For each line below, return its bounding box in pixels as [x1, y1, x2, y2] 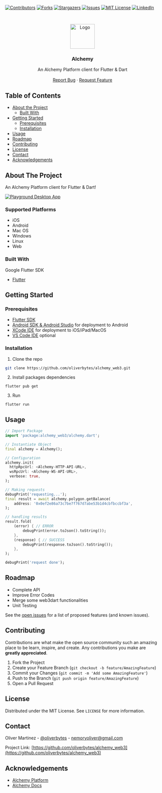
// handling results [5, 515, 48, 519]
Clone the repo [12, 356, 43, 362]
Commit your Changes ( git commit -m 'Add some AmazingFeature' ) [12, 670, 148, 676]
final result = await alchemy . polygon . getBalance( [5, 496, 111, 501]
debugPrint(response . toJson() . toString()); [23, 542, 113, 547]
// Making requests [5, 487, 45, 492]
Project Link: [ [5, 745, 33, 751]
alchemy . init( [5, 460, 34, 465]
